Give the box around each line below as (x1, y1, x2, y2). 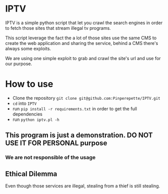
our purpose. (5, 60, 32, 67)
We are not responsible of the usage (5, 154, 96, 161)
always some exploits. (5, 45, 51, 51)
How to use (5, 79, 53, 90)
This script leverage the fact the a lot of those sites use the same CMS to (5, 35, 157, 41)
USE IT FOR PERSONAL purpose (5, 139, 107, 148)
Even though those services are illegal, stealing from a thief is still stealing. (5, 183, 160, 189)
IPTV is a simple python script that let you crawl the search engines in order (5, 20, 163, 26)
